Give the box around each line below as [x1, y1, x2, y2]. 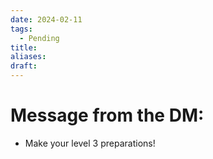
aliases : [10, 52, 47, 62]
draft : [10, 61, 38, 71]
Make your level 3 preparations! [24, 137, 156, 149]
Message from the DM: [10, 104, 205, 127]
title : [10, 42, 38, 53]
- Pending [19, 33, 60, 43]
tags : [10, 24, 33, 34]
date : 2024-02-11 [10, 14, 83, 25]
